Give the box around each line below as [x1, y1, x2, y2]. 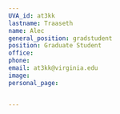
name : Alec [8, 26, 45, 35]
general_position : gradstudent [8, 34, 113, 43]
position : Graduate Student [8, 42, 102, 50]
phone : [8, 57, 30, 65]
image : [8, 71, 30, 79]
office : [8, 49, 34, 57]
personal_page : [8, 79, 59, 87]
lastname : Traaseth [8, 19, 74, 27]
